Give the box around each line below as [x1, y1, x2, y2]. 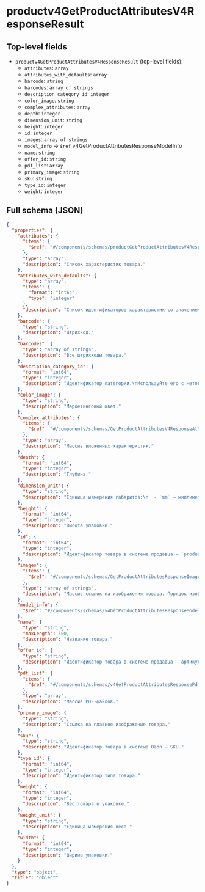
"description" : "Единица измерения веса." [22, 824, 132, 830]
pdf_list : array [24, 162, 63, 169]
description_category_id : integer [24, 90, 110, 97]
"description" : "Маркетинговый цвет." [22, 403, 121, 409]
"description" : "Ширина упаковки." [22, 852, 113, 858]
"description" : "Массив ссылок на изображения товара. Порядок [22, 591, 187, 597]
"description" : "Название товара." [22, 636, 113, 642]
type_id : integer [24, 181, 66, 188]
